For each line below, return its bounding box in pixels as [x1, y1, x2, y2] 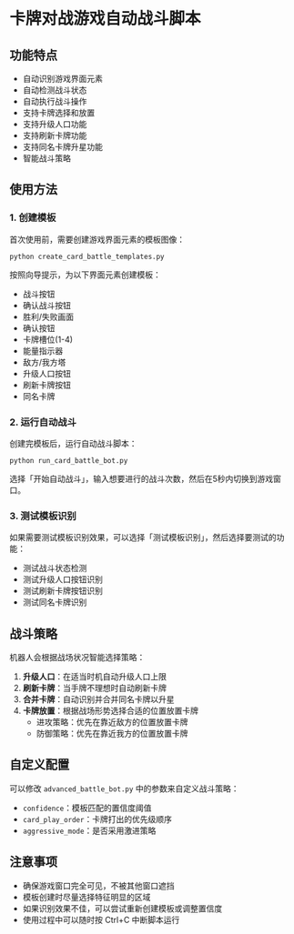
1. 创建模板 [9, 211, 56, 224]
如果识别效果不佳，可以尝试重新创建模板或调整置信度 [22, 902, 223, 914]
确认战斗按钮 [22, 299, 71, 310]
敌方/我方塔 [22, 357, 66, 367]
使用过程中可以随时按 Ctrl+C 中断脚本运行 [22, 914, 180, 925]
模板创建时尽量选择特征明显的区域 [22, 891, 151, 902]
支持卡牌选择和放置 [22, 107, 96, 118]
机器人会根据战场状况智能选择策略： [9, 652, 146, 663]
